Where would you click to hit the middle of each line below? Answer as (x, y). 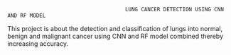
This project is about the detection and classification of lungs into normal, (115, 29)
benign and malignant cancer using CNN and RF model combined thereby (116, 36)
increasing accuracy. (38, 44)
